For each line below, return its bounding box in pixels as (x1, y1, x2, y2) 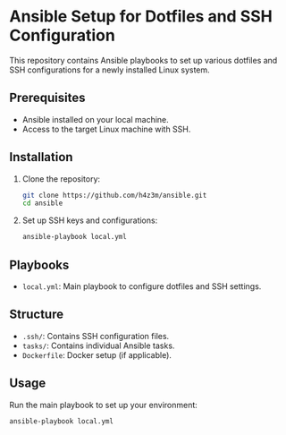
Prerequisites (9, 90, 86, 106)
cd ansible (21, 199, 63, 208)
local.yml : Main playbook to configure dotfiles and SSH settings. (21, 281, 262, 292)
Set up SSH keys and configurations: (21, 215, 158, 226)
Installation (9, 149, 73, 165)
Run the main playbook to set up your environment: (9, 399, 198, 410)
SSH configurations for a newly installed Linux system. (9, 64, 210, 75)
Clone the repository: (21, 173, 101, 184)
